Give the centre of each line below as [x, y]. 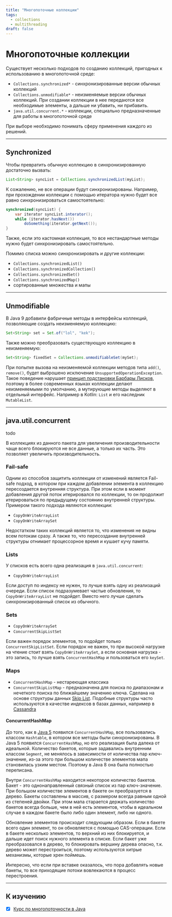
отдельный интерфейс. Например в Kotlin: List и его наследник [75, 394]
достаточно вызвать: [29, 170]
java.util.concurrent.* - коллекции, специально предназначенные [87, 111]
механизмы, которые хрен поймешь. [46, 855]
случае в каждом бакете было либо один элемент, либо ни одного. [79, 812]
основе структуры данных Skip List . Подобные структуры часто [83, 698]
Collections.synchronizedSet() [46, 275]
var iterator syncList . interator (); [54, 214]
